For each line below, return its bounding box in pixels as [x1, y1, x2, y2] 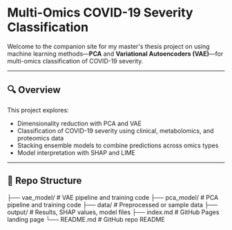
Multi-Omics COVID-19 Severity [7, 5, 193, 21]
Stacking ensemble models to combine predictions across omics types [17, 141, 219, 149]
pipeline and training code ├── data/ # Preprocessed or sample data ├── [7, 200, 218, 209]
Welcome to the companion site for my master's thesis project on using [7, 42, 210, 50]
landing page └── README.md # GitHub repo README [7, 215, 166, 223]
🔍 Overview [7, 84, 61, 96]
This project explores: [7, 105, 69, 114]
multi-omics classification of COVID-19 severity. [7, 56, 144, 65]
